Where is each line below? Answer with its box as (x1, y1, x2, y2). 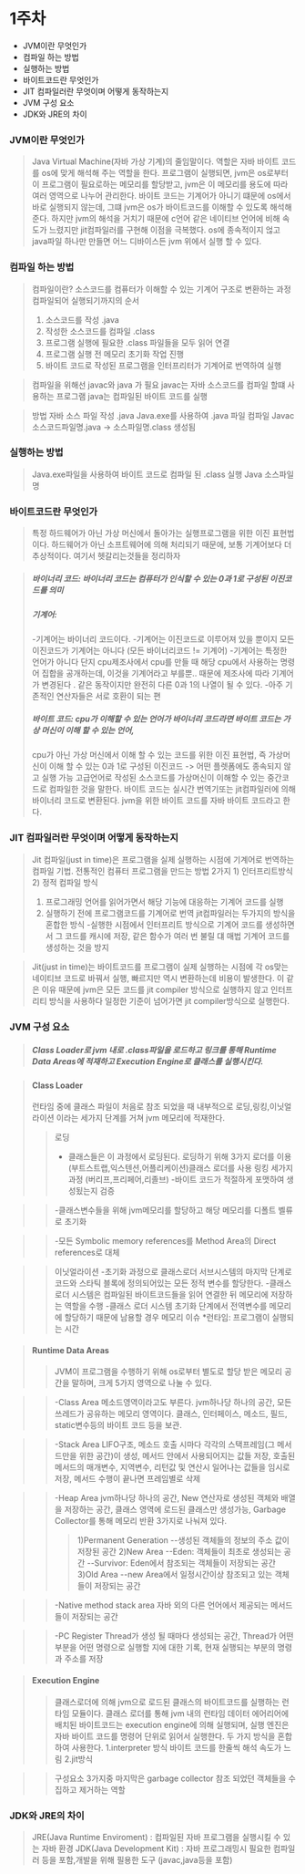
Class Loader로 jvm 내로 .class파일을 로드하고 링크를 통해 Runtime (31, 1045, 278, 1056)
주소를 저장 (64, 1653, 104, 1664)
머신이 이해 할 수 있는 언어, (40, 725, 135, 736)
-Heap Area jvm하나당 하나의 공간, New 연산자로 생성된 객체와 (54, 1493, 280, 1504)
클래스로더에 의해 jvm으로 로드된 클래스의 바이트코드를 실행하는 (54, 1696, 280, 1707)
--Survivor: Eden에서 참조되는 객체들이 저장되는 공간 (86, 1558, 276, 1569)
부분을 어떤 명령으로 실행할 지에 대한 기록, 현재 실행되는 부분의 (54, 1642, 276, 1653)
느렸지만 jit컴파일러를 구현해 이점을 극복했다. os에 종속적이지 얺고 (48, 224, 280, 235)
